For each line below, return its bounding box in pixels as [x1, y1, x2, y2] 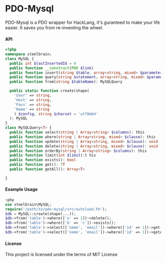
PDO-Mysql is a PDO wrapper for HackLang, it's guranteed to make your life [5, 19, 160, 25]
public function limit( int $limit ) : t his [9, 153, 96, 158]
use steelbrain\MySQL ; [5, 202, 52, 207]
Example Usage [5, 187, 38, 193]
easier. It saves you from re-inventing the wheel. [5, 24, 104, 30]
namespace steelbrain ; [5, 52, 52, 57]
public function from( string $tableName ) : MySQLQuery [9, 79, 123, 84]
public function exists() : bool [9, 157, 77, 163]
